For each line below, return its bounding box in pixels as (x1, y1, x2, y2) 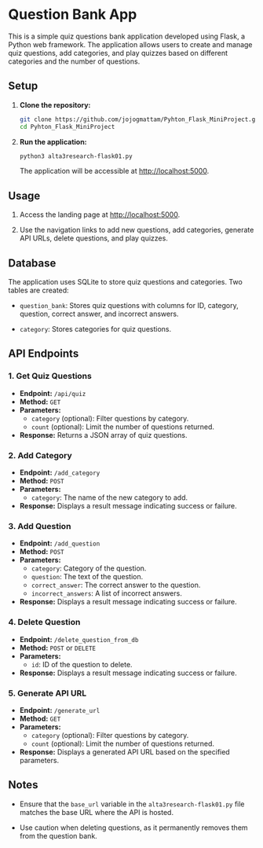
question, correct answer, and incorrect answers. (19, 309, 179, 318)
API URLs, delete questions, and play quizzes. (19, 233, 169, 243)
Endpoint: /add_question (19, 538, 100, 548)
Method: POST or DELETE (19, 643, 97, 652)
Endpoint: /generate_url (19, 705, 100, 714)
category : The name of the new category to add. (31, 493, 188, 502)
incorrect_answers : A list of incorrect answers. (31, 589, 182, 598)
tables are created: (8, 285, 69, 295)
